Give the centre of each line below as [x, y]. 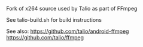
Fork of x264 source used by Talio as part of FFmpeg [72, 9]
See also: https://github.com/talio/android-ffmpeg [68, 31]
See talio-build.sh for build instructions [54, 20]
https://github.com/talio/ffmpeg [45, 37]
